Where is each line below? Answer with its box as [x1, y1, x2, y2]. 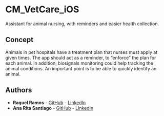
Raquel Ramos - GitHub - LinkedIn [12, 99, 86, 106]
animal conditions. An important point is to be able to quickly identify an [5, 65, 157, 71]
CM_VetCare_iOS [5, 4, 79, 15]
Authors [5, 86, 32, 94]
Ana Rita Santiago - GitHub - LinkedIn [12, 105, 94, 111]
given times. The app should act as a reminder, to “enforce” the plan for [5, 54, 156, 61]
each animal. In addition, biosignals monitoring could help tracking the [5, 60, 154, 66]
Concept [5, 35, 34, 44]
